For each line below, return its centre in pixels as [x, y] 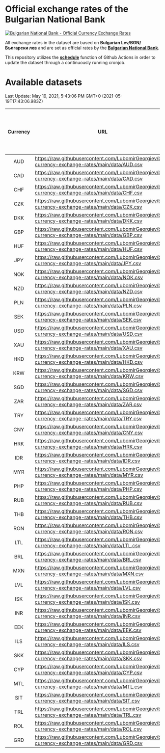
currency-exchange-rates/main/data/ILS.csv [87, 644]
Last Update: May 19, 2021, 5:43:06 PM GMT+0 [53, 96]
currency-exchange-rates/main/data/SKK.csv [88, 658]
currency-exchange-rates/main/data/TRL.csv [88, 715]
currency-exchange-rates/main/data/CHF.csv [88, 192]
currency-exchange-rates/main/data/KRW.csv [89, 376]
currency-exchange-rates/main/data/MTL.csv [89, 687]
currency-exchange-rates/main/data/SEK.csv [88, 320]
